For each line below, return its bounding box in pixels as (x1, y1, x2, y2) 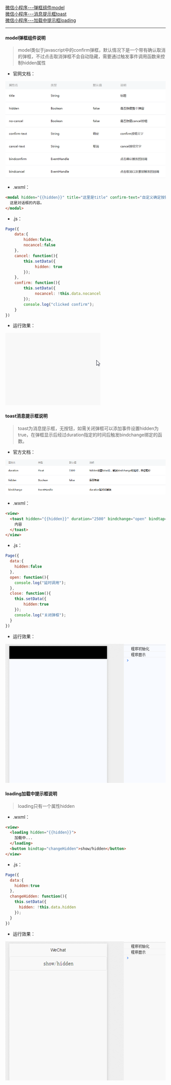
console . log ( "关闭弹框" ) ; (14, 613, 66, 618)
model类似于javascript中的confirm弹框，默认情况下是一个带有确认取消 (17, 47, 166, 53)
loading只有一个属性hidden (17, 803, 75, 809)
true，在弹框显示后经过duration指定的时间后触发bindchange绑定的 (17, 432, 158, 438)
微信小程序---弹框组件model (5, 5, 65, 10)
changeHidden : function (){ (10, 894, 67, 899)
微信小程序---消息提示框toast (5, 11, 67, 17)
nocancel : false (23, 242, 56, 248)
